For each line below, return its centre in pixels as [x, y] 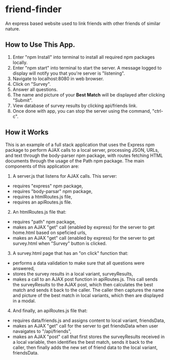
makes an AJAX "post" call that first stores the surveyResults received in [89, 337]
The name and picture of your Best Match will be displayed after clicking [89, 94]
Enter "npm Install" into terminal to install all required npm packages [83, 57]
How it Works [27, 132]
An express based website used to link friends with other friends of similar [83, 23]
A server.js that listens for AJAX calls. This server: [65, 176]
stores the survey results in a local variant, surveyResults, [73, 274]
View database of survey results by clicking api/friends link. [75, 106]
